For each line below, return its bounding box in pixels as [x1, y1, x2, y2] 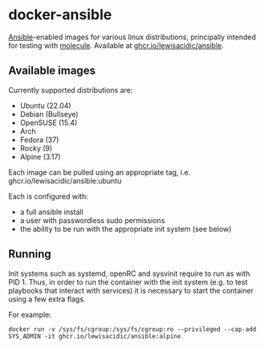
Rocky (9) [19, 143, 53, 153]
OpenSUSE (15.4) [19, 118, 78, 127]
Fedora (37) [19, 135, 59, 144]
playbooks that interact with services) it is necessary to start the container [8, 285, 254, 295]
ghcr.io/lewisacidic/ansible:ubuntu [8, 176, 122, 185]
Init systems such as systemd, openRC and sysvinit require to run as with [8, 269, 250, 278]
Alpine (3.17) [19, 152, 62, 161]
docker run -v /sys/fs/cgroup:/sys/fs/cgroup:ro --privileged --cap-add [8, 325, 257, 334]
